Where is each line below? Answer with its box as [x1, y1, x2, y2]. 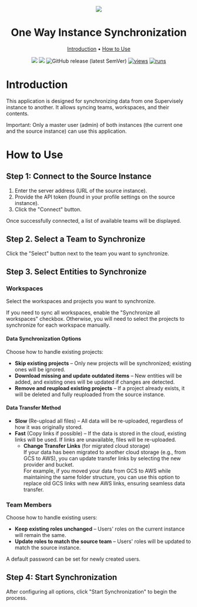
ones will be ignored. [14, 365, 66, 373]
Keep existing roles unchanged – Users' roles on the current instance [14, 525, 185, 532]
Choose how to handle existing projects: [6, 348, 104, 355]
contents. [6, 110, 29, 117]
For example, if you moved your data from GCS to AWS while [23, 467, 171, 474]
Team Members [6, 501, 52, 509]
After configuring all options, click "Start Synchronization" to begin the [6, 588, 177, 595]
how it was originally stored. [14, 423, 84, 431]
